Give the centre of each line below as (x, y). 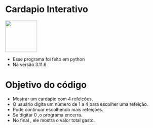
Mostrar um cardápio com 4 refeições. (53, 99)
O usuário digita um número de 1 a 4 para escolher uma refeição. (80, 104)
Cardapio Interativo (47, 9)
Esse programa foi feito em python (49, 59)
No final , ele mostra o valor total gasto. (54, 120)
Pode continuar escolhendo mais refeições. (58, 109)
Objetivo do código (46, 85)
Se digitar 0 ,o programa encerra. (47, 115)
